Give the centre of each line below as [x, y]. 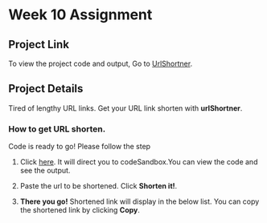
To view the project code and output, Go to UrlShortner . [101, 63]
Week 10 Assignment [80, 15]
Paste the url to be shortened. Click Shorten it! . [99, 186]
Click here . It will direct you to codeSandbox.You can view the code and [139, 162]
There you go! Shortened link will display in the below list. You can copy [140, 201]
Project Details [46, 89]
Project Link [39, 45]
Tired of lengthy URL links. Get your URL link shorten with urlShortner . [125, 108]
